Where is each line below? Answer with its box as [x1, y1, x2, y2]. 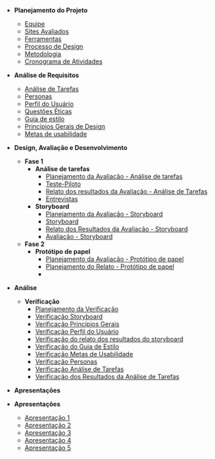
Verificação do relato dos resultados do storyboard [35, 335, 184, 343]
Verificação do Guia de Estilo [35, 342, 120, 351]
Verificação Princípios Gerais [35, 320, 120, 328]
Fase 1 [24, 157, 44, 165]
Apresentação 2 [24, 421, 72, 429]
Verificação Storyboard [35, 313, 104, 320]
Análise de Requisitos [13, 71, 80, 79]
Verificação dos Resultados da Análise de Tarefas [35, 373, 180, 380]
